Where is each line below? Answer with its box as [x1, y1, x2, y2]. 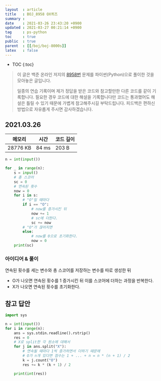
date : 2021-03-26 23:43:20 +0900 [5, 20, 82, 26]
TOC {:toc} [12, 61, 34, 67]
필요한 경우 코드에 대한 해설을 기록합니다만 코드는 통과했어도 [35, 94, 150, 100]
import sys [5, 313, 27, 318]
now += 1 [31, 211, 49, 216]
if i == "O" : [22, 202, 49, 207]
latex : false [5, 48, 38, 53]
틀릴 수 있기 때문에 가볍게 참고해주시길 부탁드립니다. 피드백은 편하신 [26, 100, 155, 106]
